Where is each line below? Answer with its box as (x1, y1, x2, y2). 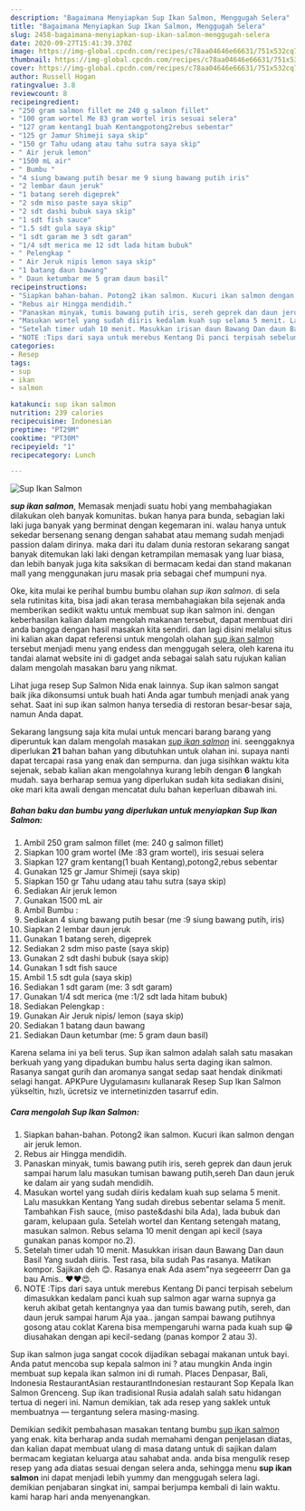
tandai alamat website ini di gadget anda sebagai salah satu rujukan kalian (10, 653, 287, 664)
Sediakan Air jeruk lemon (23, 885, 118, 896)
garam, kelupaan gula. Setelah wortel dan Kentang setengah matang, (23, 1216, 281, 1227)
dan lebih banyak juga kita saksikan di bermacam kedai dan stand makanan (10, 559, 292, 569)
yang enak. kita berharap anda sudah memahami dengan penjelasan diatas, (10, 1434, 292, 1445)
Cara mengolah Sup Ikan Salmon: (10, 1106, 139, 1117)
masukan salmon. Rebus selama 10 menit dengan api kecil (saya (23, 1226, 263, 1237)
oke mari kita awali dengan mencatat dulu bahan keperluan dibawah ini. (10, 784, 278, 795)
